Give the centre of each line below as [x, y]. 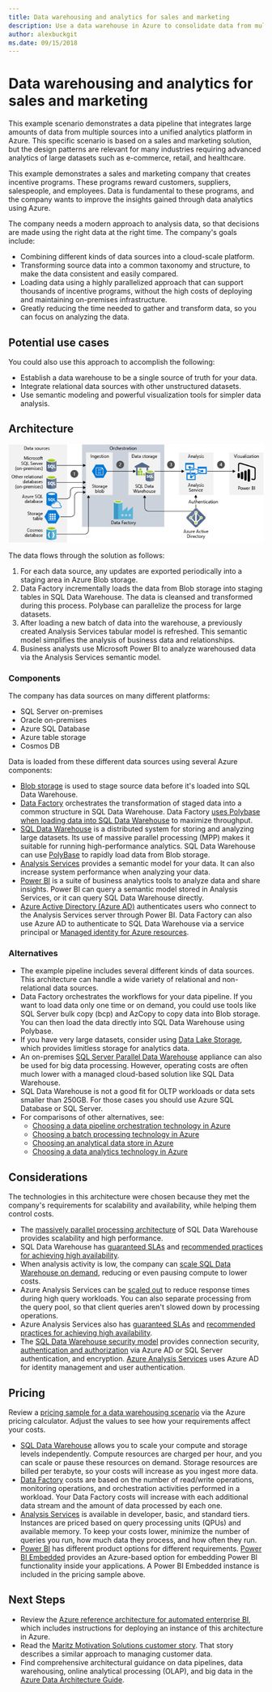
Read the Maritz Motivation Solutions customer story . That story [127, 1645]
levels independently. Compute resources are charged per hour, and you [141, 1454]
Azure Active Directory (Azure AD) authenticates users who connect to [138, 907]
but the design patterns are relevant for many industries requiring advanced [135, 149]
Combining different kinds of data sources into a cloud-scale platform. [137, 257]
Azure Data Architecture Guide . [72, 1679]
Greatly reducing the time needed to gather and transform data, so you [138, 309]
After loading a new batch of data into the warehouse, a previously [131, 622]
